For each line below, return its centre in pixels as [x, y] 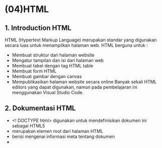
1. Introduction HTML [38, 28]
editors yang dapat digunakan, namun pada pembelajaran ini [74, 87]
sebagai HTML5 [29, 126]
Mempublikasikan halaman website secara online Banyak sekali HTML [84, 82]
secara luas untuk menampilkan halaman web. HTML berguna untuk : [76, 45]
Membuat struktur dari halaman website [53, 55]
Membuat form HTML [34, 71]
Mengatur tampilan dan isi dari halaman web [58, 60]
